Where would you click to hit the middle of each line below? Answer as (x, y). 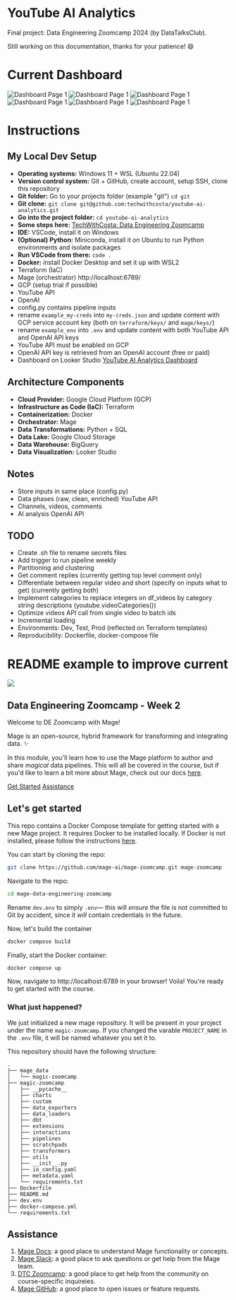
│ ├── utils (28, 1157)
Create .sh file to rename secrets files (72, 553)
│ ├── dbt (25, 1120)
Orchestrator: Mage (47, 421)
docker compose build (39, 942)
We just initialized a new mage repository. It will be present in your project (114, 1022)
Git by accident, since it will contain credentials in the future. (95, 915)
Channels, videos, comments (60, 506)
